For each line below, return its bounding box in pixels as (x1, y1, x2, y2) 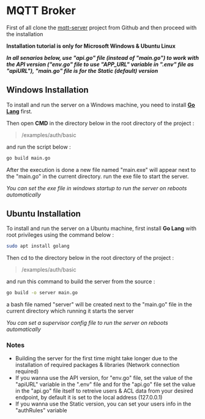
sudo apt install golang (6, 243, 70, 250)
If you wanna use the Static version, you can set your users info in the (15, 400, 192, 407)
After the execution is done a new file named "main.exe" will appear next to (6, 166, 196, 173)
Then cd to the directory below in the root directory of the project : (6, 254, 174, 262)
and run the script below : (6, 143, 72, 150)
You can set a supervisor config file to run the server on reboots (6, 319, 168, 327)
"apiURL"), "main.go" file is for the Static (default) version (6, 67, 158, 74)
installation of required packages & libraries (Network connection (15, 362, 180, 369)
